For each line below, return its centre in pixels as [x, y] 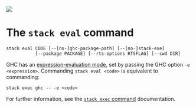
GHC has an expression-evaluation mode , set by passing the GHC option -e [98, 64]
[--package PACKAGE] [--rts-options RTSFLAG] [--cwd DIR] [108, 53]
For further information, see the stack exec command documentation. [91, 99]
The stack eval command [70, 33]
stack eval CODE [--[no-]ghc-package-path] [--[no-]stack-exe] [86, 48]
